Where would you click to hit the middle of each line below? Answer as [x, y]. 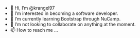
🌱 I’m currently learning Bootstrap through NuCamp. [65, 19]
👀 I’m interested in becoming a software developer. [64, 13]
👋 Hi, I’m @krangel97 [32, 8]
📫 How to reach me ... [34, 30]
